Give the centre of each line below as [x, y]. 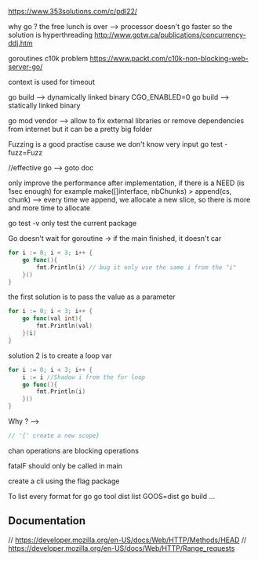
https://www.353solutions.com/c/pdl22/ [73, 11]
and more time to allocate [49, 208]
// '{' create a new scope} [54, 435]
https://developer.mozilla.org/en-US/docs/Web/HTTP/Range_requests [122, 548]
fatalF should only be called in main [65, 465]
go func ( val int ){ [52, 319]
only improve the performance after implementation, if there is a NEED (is [126, 183]
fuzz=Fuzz [25, 153]
